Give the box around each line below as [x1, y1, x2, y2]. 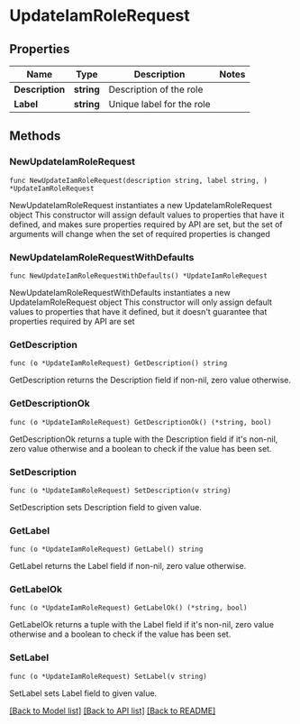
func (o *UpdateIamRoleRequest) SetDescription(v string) [9, 486, 232, 495]
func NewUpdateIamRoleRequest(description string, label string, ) [9, 176, 268, 185]
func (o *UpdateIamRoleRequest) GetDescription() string [9, 359, 228, 368]
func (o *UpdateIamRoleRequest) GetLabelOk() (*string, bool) [9, 603, 248, 613]
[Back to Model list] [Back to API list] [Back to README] [9, 705, 216, 716]
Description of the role [108, 83, 204, 96]
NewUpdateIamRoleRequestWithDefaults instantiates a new [9, 287, 232, 298]
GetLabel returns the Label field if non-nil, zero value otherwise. [9, 561, 247, 572]
